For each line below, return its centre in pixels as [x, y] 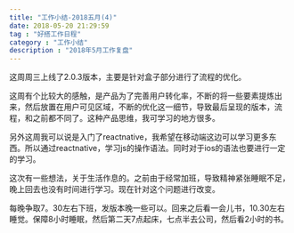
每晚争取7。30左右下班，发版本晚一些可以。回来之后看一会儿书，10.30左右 [147, 208]
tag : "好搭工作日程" [45, 34]
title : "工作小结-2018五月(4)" [63, 17]
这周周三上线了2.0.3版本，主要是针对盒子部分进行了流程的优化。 [128, 77]
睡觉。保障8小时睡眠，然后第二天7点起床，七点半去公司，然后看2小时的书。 [149, 220]
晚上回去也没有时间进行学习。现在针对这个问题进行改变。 [114, 189]
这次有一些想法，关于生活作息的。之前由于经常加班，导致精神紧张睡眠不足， [150, 178]
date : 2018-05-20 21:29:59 [59, 26]
